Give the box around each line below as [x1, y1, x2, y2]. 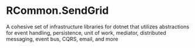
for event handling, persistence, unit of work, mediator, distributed [6, 29, 166, 36]
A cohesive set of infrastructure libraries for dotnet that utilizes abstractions [6, 23, 190, 30]
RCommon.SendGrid [6, 4, 109, 17]
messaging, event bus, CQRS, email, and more [6, 35, 119, 42]
